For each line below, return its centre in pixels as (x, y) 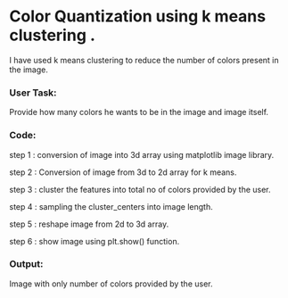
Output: (26, 264)
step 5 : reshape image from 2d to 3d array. (89, 224)
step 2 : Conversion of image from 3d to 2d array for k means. (123, 172)
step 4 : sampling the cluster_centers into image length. (111, 206)
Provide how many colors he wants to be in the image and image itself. (139, 112)
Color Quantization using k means (137, 17)
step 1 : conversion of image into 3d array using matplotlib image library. (142, 154)
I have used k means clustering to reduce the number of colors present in (144, 60)
